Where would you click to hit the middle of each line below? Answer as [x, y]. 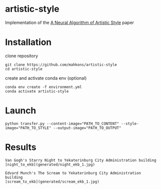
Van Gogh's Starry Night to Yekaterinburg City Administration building [81, 160]
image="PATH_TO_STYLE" [28, 128]
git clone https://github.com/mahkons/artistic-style [61, 64]
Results [21, 147]
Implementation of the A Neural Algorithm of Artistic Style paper [70, 22]
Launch [21, 111]
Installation [28, 42]
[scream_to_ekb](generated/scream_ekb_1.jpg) [52, 182]
